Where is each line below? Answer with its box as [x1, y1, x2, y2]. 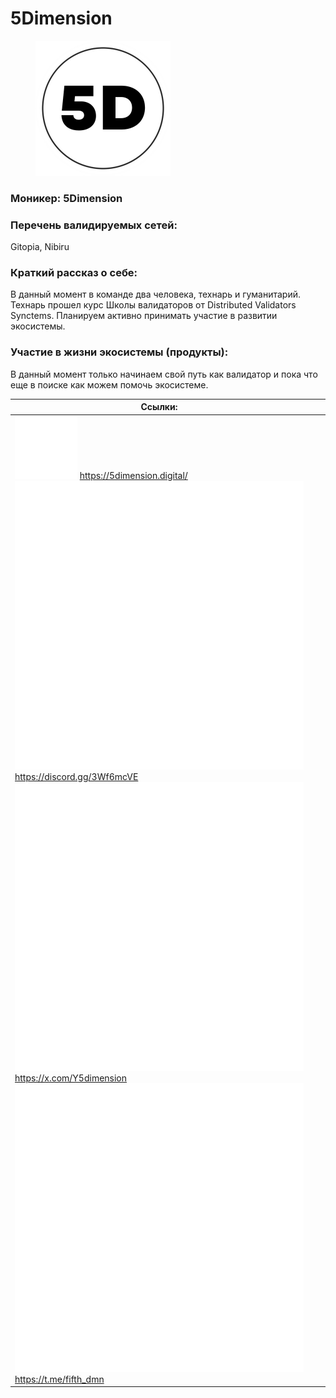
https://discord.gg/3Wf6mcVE [14, 770, 139, 782]
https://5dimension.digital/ [79, 469, 188, 481]
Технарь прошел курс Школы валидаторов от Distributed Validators [10, 299, 297, 311]
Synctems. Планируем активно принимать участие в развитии [10, 310, 278, 322]
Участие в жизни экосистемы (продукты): [10, 345, 229, 359]
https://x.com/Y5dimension [14, 1072, 128, 1084]
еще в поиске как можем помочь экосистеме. [10, 378, 209, 391]
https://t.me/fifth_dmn [14, 1373, 105, 1385]
